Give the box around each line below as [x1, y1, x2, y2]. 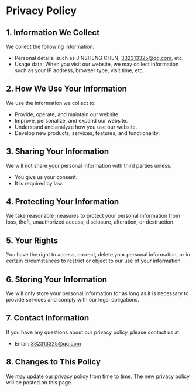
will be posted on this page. [6, 379, 73, 386]
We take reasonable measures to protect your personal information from [6, 212, 180, 219]
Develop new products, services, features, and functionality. [14, 129, 160, 136]
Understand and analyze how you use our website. [14, 123, 137, 130]
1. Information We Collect [6, 28, 100, 38]
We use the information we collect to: [6, 99, 96, 106]
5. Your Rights [6, 235, 59, 245]
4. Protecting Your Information [6, 197, 119, 207]
